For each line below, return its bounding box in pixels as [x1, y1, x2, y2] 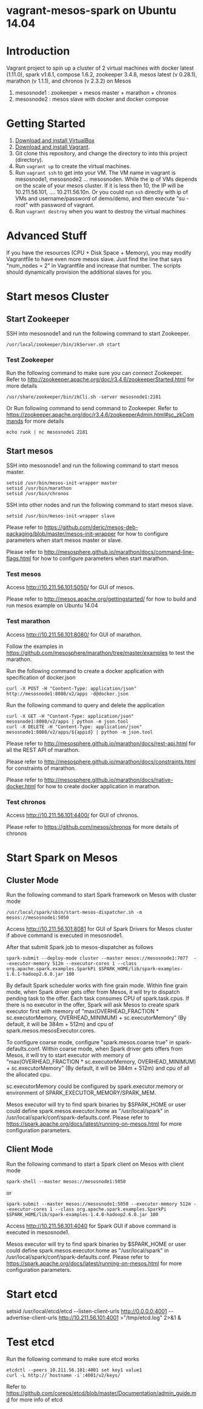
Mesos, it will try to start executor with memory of [6, 1052, 131, 1059]
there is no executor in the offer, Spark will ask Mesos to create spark [6, 1001, 180, 1008]
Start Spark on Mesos [6, 851, 118, 865]
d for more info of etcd [6, 1396, 63, 1403]
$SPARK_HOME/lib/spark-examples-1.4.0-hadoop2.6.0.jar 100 [6, 1211, 159, 1217]
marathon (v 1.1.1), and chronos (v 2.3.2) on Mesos [6, 77, 131, 85]
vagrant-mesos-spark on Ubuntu [6, 4, 177, 18]
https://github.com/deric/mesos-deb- [44, 524, 138, 531]
